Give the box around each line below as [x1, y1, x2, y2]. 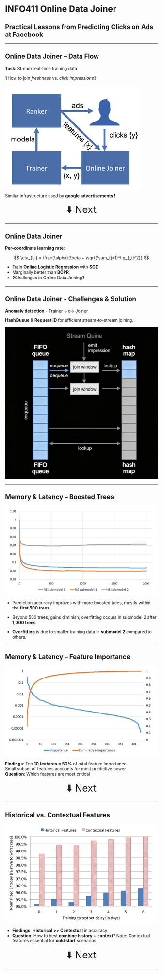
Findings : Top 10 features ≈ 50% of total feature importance [5, 761, 127, 766]
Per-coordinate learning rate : [5, 245, 65, 251]
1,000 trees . [12, 619, 37, 625]
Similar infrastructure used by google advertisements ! [5, 193, 116, 199]
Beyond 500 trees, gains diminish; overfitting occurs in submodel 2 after [12, 614, 157, 620]
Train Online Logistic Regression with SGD [12, 264, 98, 270]
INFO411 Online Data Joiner [5, 3, 117, 15]
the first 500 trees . [12, 605, 51, 610]
